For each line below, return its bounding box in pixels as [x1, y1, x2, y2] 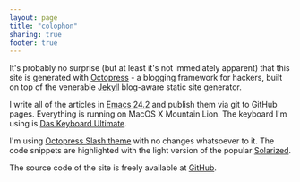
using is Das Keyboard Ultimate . [9, 118, 127, 129]
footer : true [9, 38, 58, 48]
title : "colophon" [9, 22, 78, 30]
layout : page [9, 13, 58, 22]
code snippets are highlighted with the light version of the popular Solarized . [9, 145, 292, 156]
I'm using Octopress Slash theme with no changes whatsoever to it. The [9, 135, 275, 146]
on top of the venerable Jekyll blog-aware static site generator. [9, 82, 242, 92]
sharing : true [9, 30, 63, 39]
